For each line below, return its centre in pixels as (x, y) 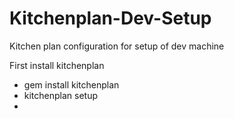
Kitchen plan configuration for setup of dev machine (117, 46)
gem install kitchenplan (71, 84)
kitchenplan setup (61, 95)
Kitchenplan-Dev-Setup (110, 18)
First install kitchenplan (57, 65)
